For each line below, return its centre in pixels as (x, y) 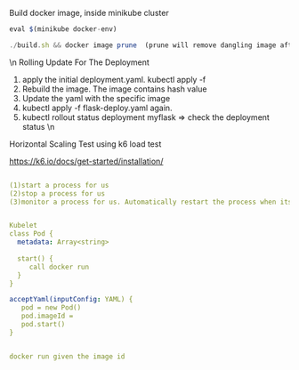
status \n (38, 126)
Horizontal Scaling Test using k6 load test (85, 144)
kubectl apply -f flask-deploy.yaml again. (97, 108)
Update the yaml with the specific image (96, 98)
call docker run (59, 267)
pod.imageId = (47, 316)
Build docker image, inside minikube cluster (89, 13)
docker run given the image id (67, 356)
